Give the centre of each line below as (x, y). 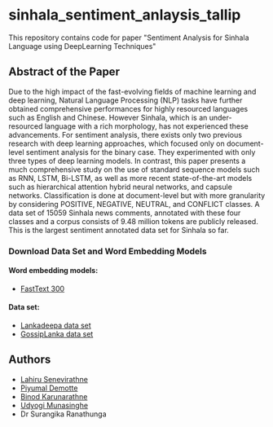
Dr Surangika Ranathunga (64, 414)
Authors (30, 360)
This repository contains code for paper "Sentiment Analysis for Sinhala (129, 37)
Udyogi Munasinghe (54, 405)
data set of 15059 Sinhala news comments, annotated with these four (125, 213)
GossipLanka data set (57, 334)
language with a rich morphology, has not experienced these (146, 126)
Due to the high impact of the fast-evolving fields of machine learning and (132, 91)
